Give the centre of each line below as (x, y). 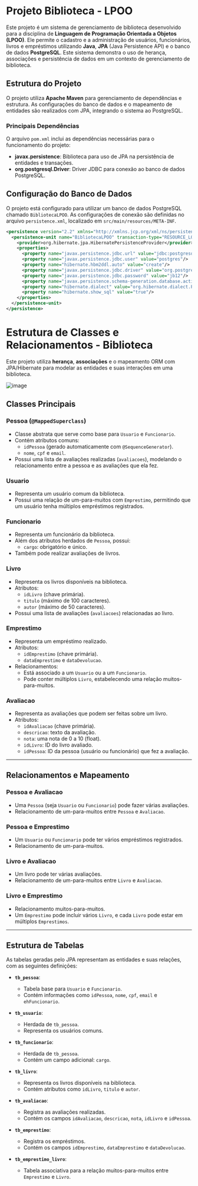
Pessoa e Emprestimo (38, 827)
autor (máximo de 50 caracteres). (65, 607)
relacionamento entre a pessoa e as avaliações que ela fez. (87, 465)
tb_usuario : (29, 1013)
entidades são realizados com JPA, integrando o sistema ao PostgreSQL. (95, 110)
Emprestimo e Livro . (47, 1177)
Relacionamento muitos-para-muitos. (60, 909)
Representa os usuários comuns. (63, 1031)
